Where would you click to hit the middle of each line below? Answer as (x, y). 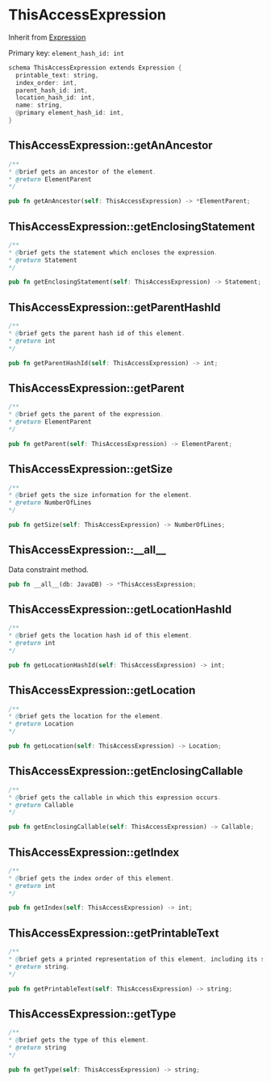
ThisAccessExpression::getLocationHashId (120, 609)
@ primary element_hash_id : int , (70, 113)
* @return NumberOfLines (50, 503)
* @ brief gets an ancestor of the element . (83, 171)
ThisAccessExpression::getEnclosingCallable (126, 771)
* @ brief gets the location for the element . (86, 717)
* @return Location (41, 724)
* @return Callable (41, 805)
